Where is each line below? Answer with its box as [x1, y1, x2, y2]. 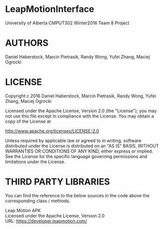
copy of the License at [5, 118, 51, 124]
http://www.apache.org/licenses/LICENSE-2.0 [5, 128, 99, 134]
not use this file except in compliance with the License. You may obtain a [5, 113, 154, 119]
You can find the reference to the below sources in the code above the [5, 192, 150, 198]
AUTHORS [5, 37, 49, 49]
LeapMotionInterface [5, 3, 94, 15]
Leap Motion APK [5, 207, 41, 213]
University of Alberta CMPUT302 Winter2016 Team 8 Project [5, 20, 130, 26]
